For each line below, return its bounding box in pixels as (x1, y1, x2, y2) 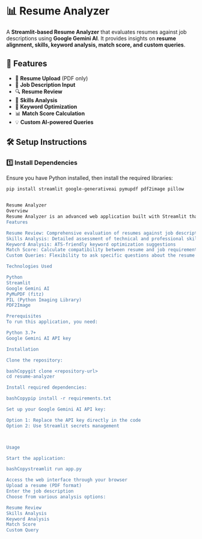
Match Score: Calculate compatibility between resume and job (6, 247, 165, 253)
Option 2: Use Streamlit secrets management (6, 423, 120, 429)
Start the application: (6, 455, 66, 461)
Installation (6, 346, 39, 352)
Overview (6, 208, 28, 214)
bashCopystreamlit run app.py (6, 466, 82, 472)
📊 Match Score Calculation (14, 109, 85, 117)
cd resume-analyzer (6, 374, 55, 380)
